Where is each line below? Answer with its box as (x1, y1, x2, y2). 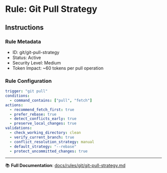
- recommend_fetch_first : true (9, 107, 75, 112)
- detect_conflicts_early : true (9, 116, 77, 121)
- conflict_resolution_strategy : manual (9, 139, 94, 144)
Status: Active (12, 55, 41, 60)
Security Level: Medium (12, 59, 61, 65)
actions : (5, 103, 23, 108)
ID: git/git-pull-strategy (12, 49, 60, 55)
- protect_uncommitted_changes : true (9, 149, 88, 154)
